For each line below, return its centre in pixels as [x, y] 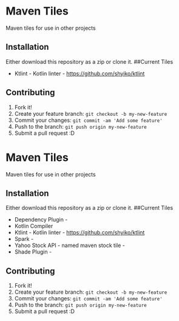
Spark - [24, 239]
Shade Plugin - [33, 252]
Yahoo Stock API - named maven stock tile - [69, 245]
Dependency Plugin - [41, 220]
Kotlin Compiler [34, 226]
